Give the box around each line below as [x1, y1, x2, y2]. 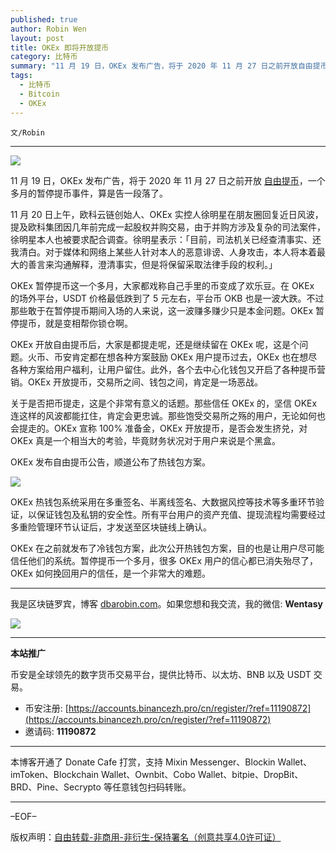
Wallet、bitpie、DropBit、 [197, 768, 304, 780]
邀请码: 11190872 [24, 725, 97, 737]
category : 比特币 [10, 52, 78, 62]
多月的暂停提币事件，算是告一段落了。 [10, 187, 168, 199]
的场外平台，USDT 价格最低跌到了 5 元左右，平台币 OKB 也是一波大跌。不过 [10, 292, 325, 304]
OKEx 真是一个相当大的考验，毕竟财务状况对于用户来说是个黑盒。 [10, 434, 282, 446]
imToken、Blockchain [10, 768, 99, 780]
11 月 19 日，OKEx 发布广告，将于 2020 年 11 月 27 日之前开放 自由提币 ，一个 [10, 174, 326, 186]
